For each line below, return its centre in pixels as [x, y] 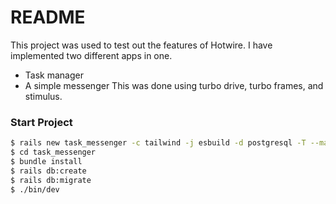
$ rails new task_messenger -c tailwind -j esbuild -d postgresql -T [158, 143]
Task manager [54, 75]
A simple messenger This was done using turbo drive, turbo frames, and [174, 85]
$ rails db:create [48, 171]
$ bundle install [46, 161]
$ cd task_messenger [53, 152]
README [48, 17]
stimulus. [43, 96]
